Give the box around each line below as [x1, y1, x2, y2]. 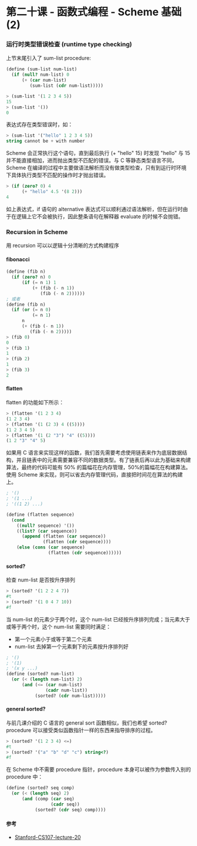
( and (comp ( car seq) [21, 796, 75, 802]
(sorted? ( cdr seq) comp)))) [35, 807, 107, 813]
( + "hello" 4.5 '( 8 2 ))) [21, 189, 83, 195]
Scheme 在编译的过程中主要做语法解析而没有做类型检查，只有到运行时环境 [6, 164, 186, 171]
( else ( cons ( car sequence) [16, 544, 85, 550]
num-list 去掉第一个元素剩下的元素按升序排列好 [14, 643, 129, 650]
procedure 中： [6, 773, 43, 780]
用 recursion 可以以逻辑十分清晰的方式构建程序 [6, 242, 120, 249]
